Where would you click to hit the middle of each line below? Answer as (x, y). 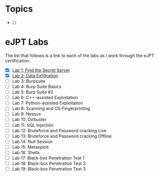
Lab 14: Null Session (32, 141)
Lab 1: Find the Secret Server (41, 70)
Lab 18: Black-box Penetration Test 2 (49, 163)
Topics (19, 9)
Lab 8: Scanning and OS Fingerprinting (51, 108)
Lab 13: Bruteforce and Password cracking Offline (62, 136)
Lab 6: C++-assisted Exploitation (45, 98)
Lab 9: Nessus (26, 114)
